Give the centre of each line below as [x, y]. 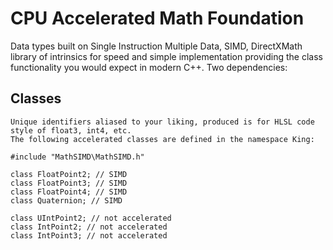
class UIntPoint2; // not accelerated [91, 218]
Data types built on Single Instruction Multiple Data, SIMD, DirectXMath [156, 46]
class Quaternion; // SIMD [66, 200]
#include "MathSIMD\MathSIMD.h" [77, 157]
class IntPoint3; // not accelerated [89, 235]
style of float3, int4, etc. [71, 130]
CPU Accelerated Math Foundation [157, 18]
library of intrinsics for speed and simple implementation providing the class [166, 56]
